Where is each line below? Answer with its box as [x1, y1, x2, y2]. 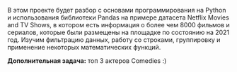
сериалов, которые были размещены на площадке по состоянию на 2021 [7, 28, 230, 36]
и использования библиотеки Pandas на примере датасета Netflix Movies [7, 13, 230, 22]
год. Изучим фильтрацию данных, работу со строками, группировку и [7, 36, 221, 44]
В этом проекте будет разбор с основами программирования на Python [7, 6, 226, 14]
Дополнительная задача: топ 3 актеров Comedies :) [7, 57, 167, 65]
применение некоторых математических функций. [7, 43, 161, 51]
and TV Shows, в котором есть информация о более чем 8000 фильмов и [7, 21, 230, 29]
